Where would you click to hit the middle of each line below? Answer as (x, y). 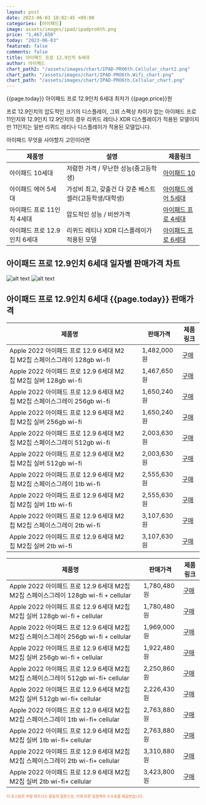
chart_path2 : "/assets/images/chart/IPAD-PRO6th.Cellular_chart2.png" (98, 69)
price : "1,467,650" (31, 35)
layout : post (23, 12)
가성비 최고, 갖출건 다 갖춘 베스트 (111, 189)
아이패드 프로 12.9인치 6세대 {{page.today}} (88, 299)
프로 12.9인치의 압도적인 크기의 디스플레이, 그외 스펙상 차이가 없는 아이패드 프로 (101, 111)
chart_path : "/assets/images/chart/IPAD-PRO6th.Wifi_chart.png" (90, 75)
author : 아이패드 (26, 63)
